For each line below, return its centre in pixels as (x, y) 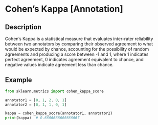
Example (19, 80)
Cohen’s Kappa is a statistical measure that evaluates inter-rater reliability (79, 39)
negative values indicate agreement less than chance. (59, 65)
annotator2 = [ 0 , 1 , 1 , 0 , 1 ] (36, 104)
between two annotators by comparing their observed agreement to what (79, 44)
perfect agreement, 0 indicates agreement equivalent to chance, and (74, 59)
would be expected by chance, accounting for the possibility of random (77, 49)
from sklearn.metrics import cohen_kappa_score (55, 91)
